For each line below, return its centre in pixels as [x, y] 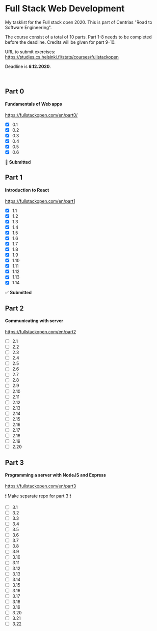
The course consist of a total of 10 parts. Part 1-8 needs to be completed [78, 37]
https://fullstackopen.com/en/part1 [40, 201]
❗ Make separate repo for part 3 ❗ [38, 496]
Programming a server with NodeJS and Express [56, 475]
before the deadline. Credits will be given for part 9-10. [61, 42]
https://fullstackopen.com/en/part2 [40, 331]
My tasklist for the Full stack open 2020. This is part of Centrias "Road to [79, 22]
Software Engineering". [28, 27]
